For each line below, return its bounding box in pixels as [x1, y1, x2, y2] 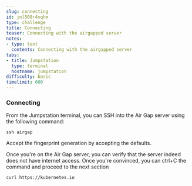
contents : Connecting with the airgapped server [11, 47, 133, 53]
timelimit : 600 [6, 80, 43, 85]
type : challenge [6, 19, 46, 25]
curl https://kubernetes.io [6, 175, 75, 181]
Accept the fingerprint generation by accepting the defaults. [6, 140, 151, 147]
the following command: [6, 118, 65, 125]
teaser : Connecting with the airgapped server [6, 30, 122, 36]
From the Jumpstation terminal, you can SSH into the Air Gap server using [6, 112, 185, 119]
